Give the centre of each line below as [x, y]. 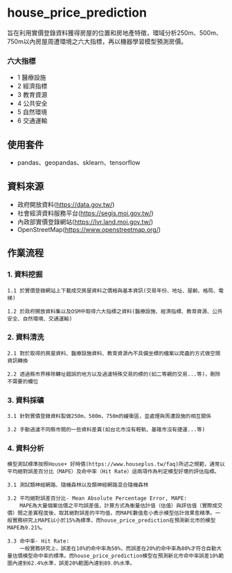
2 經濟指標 [32, 86]
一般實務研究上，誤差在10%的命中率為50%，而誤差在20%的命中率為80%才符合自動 [118, 549]
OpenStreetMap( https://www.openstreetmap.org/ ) [89, 229]
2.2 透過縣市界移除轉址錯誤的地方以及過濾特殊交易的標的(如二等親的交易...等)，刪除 [114, 374]
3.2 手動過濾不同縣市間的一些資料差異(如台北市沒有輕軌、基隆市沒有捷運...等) [106, 430]
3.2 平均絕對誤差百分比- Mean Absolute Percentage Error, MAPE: [97, 499]
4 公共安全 [32, 103]
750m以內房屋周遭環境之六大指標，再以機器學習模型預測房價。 [97, 41]
